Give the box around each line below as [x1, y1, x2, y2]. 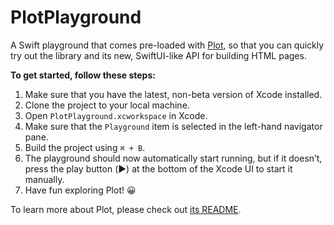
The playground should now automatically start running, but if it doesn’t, [24, 152, 323, 164]
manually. [24, 173, 65, 185]
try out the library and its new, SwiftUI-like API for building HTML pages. [10, 49, 307, 61]
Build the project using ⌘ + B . [24, 141, 146, 153]
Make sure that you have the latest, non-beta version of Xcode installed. [24, 88, 323, 100]
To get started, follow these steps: [10, 69, 156, 81]
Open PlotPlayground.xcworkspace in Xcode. [24, 109, 208, 121]
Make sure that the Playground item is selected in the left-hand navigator [24, 120, 323, 132]
